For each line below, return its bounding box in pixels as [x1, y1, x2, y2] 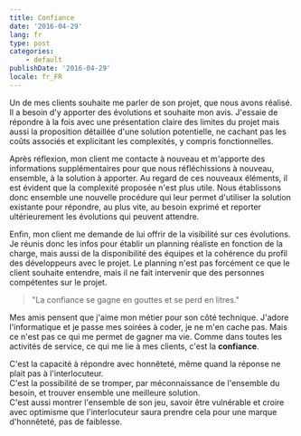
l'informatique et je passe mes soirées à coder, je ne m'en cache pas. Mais [9, 321, 287, 332]
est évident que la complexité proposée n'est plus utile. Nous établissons [9, 182, 282, 193]
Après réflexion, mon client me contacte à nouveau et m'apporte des [9, 153, 266, 164]
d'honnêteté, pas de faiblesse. [9, 416, 123, 427]
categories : [9, 47, 54, 56]
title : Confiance [9, 13, 75, 23]
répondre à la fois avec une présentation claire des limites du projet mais [9, 116, 280, 127]
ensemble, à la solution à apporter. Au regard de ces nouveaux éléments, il [9, 172, 287, 183]
